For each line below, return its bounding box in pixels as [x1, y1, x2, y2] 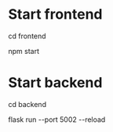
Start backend [8, 74, 103, 91]
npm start [8, 46, 40, 55]
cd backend [8, 99, 47, 109]
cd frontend [8, 31, 46, 41]
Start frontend [8, 5, 104, 23]
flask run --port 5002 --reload [8, 115, 106, 124]
